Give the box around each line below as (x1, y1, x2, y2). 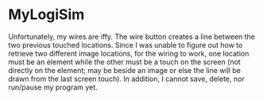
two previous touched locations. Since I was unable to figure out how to (8, 40, 243, 49)
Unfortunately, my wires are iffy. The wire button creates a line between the (8, 32, 256, 41)
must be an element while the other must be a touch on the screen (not (8, 57, 241, 67)
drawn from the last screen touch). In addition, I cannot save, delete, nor (8, 74, 245, 83)
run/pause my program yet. (8, 82, 98, 92)
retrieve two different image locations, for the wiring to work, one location (8, 48, 249, 58)
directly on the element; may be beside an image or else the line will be (8, 65, 241, 75)
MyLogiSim (8, 6, 85, 24)
